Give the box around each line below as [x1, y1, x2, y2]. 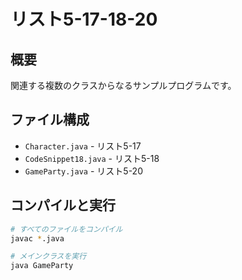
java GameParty [10, 261, 74, 271]
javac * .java [10, 233, 65, 244]
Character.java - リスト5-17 [24, 140, 142, 152]
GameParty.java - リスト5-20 [24, 165, 143, 177]
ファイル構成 [10, 111, 90, 129]
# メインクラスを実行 [10, 251, 87, 262]
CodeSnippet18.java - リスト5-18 [24, 152, 160, 164]
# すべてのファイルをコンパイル [10, 224, 123, 234]
